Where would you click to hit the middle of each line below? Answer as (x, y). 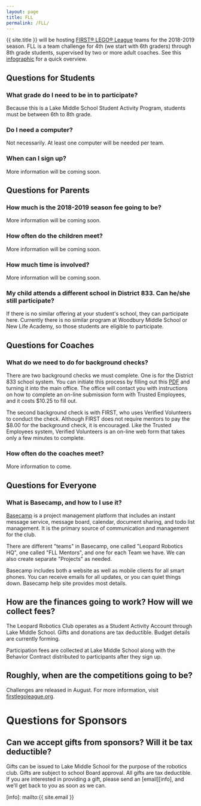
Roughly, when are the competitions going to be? (99, 676)
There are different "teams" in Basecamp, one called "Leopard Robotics (95, 546)
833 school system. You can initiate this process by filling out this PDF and (98, 382)
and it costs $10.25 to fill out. (42, 401)
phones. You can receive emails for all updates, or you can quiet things (94, 576)
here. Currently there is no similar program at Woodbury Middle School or (97, 320)
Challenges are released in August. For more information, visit (82, 690)
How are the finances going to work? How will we (100, 602)
